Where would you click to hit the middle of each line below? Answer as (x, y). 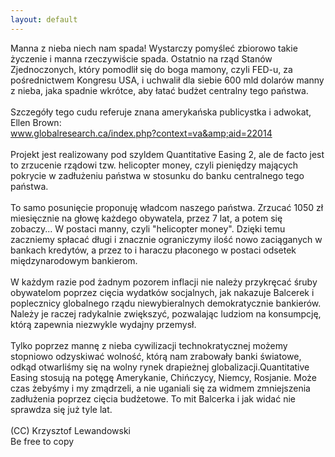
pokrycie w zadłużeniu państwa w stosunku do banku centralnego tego (157, 175)
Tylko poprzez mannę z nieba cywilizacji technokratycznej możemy (149, 345)
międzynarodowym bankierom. (74, 260)
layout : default (44, 19)
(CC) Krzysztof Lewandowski (71, 430)
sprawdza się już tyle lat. (61, 409)
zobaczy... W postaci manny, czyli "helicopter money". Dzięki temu (148, 228)
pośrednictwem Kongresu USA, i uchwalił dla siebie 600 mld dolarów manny (167, 80)
